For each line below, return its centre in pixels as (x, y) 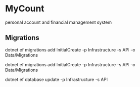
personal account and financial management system (59, 22)
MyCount (25, 9)
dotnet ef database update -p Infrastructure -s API (56, 79)
